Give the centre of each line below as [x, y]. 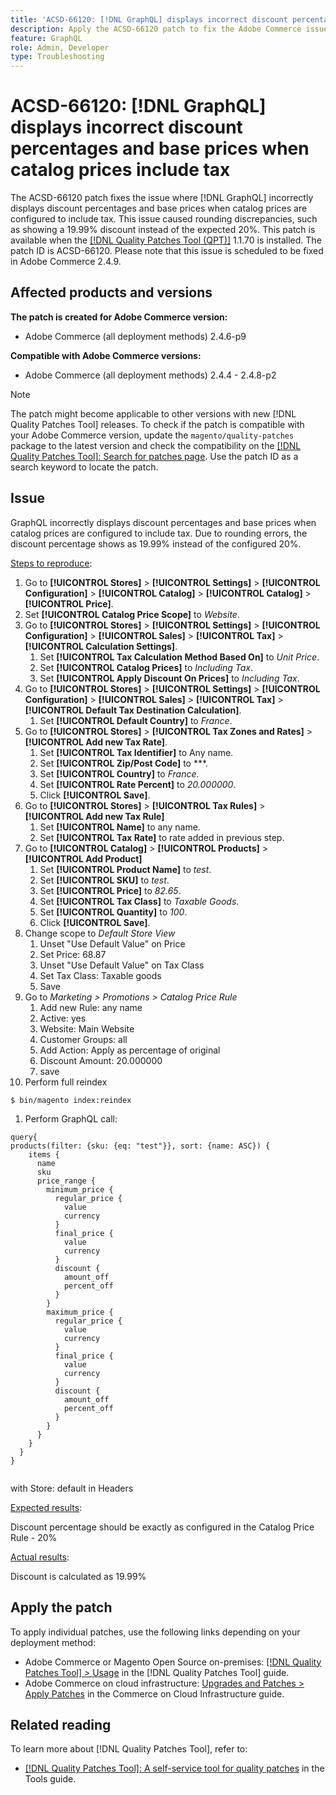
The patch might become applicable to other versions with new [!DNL [153, 413]
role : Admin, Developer [60, 47]
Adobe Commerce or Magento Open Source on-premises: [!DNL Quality [173, 1662]
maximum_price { [80, 1312]
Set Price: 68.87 [73, 954]
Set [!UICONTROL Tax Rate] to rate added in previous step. [162, 837]
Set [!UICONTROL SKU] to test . [104, 880]
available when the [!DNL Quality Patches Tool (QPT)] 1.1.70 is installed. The [166, 240]
